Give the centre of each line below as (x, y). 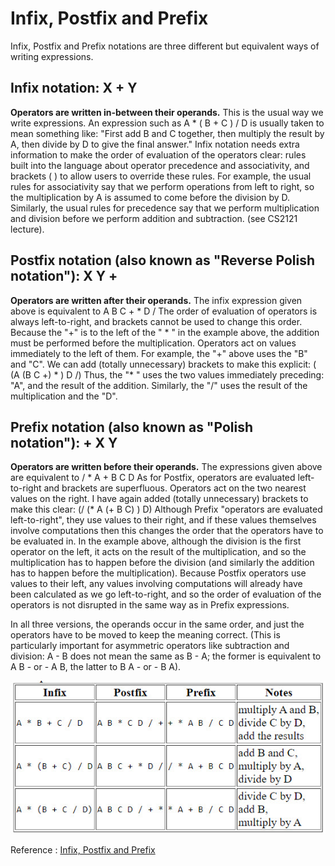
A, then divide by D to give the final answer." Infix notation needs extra (155, 144)
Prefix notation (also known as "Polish (131, 427)
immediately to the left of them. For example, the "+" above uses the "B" (159, 353)
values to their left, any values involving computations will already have (156, 584)
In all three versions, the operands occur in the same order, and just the (157, 624)
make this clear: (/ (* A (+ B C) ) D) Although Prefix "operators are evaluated (166, 509)
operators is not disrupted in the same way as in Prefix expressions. (150, 605)
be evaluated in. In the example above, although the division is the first (156, 541)
